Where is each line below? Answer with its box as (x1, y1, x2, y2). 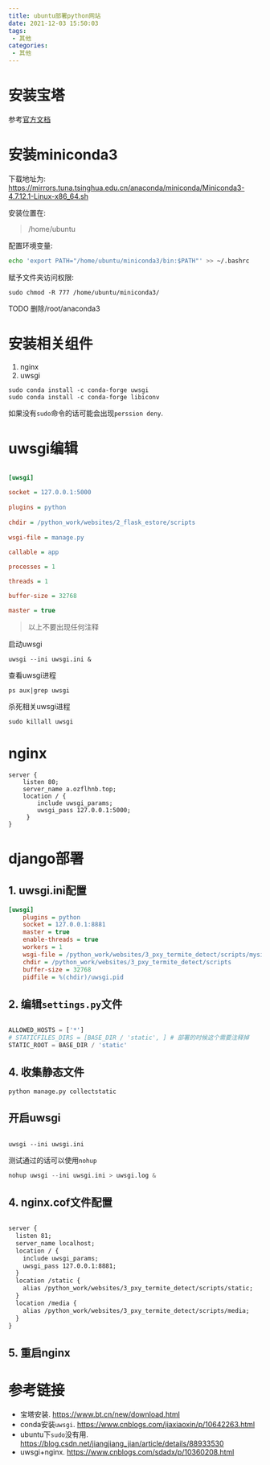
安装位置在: (8, 208, 47, 217)
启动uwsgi (8, 639, 43, 649)
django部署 (8, 849, 84, 868)
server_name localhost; (15, 1239, 95, 1248)
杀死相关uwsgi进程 (8, 701, 71, 711)
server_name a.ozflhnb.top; (22, 785, 117, 793)
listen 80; (22, 778, 59, 786)
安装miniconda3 (8, 146, 118, 164)
